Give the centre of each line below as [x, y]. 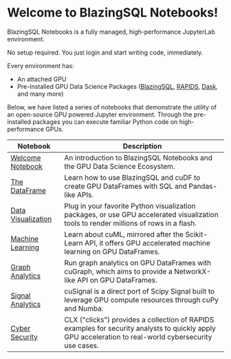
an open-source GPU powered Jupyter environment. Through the [100, 114]
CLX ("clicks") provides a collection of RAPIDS [139, 320]
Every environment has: [41, 65]
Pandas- [203, 186]
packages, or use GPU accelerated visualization [141, 214]
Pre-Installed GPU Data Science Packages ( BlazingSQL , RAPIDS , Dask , [117, 86]
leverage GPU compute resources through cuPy [141, 300]
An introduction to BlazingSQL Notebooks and [139, 158]
